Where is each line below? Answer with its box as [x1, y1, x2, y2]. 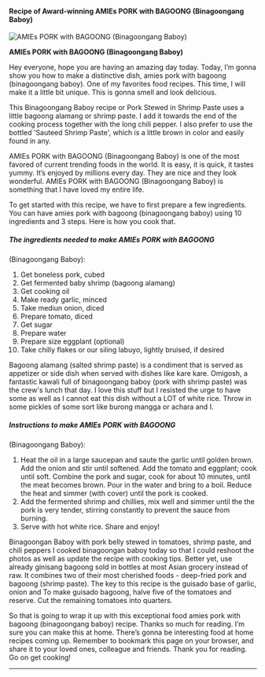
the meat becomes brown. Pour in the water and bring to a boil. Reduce [20, 480, 252, 490]
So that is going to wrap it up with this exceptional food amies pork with [9, 611, 241, 620]
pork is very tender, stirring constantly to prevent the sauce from [20, 506, 230, 515]
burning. [20, 513, 48, 523]
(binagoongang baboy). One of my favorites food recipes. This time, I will [9, 79, 246, 89]
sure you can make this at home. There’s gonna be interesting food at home [9, 627, 254, 637]
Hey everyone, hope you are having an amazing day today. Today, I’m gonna [9, 63, 256, 72]
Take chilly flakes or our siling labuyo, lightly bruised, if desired [20, 345, 225, 355]
